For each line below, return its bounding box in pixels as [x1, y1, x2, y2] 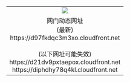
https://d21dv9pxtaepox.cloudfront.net [9, 58, 121, 66]
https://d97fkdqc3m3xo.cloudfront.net [10, 33, 120, 42]
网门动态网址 [47, 16, 83, 25]
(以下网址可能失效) [38, 50, 92, 58]
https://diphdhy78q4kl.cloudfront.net [11, 65, 118, 73]
